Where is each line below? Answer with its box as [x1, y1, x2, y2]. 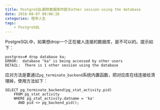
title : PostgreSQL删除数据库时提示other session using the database [5, 7, 141, 12]
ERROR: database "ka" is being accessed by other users [5, 59, 123, 64]
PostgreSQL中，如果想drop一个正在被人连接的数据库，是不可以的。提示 [5, 39, 149, 45]
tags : [5, 20, 16, 26]
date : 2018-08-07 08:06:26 [5, 12, 60, 16]
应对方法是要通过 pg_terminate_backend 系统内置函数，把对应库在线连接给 [5, 72, 151, 78]
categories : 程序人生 [5, 16, 46, 21]
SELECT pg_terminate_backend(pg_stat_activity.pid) [5, 88, 112, 93]
